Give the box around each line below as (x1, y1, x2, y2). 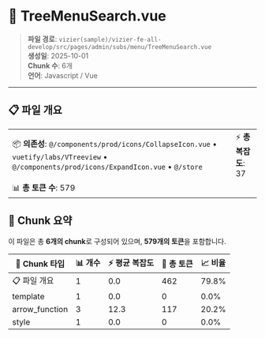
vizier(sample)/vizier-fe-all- (58, 36, 162, 43)
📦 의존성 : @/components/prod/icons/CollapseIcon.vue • (12, 138, 218, 149)
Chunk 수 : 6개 (27, 61, 73, 70)
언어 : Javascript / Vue (27, 70, 99, 80)
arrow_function (12, 303, 69, 314)
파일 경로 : (27, 34, 58, 43)
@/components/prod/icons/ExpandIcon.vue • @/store (12, 161, 203, 172)
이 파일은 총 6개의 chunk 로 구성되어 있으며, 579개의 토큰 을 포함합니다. (8, 236, 226, 246)
